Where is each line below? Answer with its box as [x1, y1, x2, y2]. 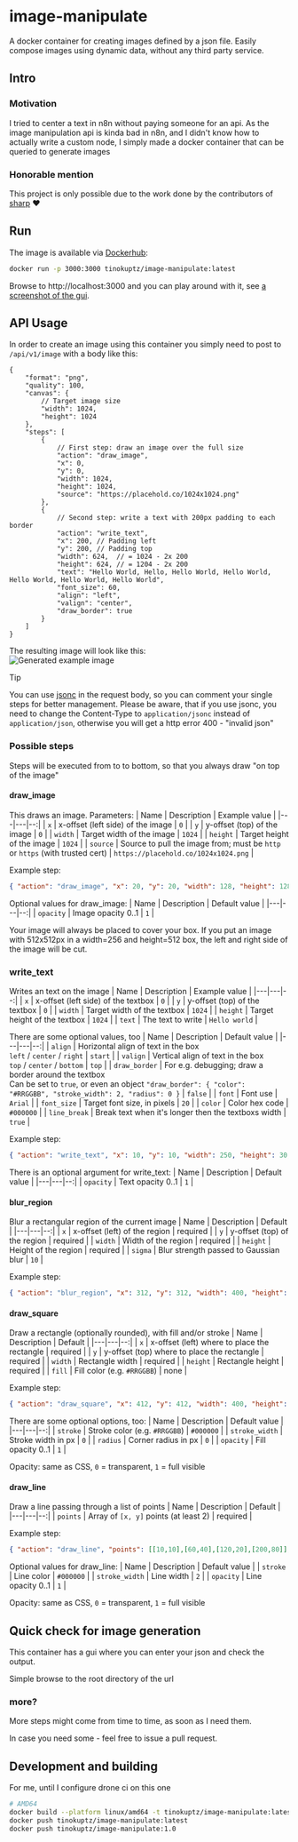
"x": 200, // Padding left [56, 537, 157, 546]
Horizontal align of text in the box [77, 1041, 200, 1052]
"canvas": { [25, 389, 69, 398]
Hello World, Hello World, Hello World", [9, 576, 165, 585]
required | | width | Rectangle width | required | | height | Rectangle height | [9, 1356, 285, 1367]
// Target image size [41, 397, 122, 406]
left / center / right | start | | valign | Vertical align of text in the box [9, 1050, 264, 1061]
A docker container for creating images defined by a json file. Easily [9, 36, 257, 46]
